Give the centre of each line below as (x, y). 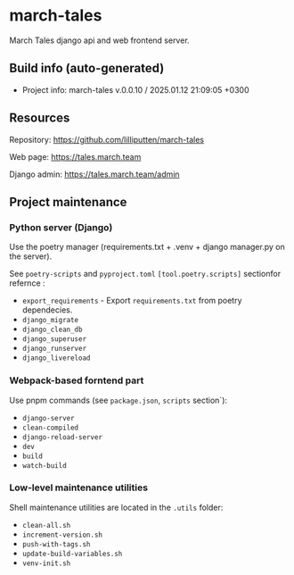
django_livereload (56, 358)
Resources (40, 118)
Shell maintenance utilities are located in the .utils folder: (116, 507)
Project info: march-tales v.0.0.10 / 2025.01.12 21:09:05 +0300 (135, 89)
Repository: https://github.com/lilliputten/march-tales (107, 139)
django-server (48, 418)
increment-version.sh (62, 535)
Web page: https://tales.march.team (75, 156)
